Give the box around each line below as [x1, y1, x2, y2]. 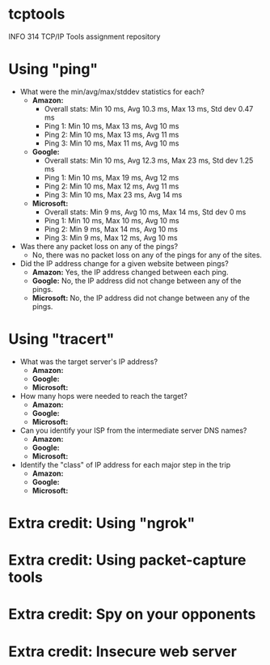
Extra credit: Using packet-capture [8, 551, 247, 570]
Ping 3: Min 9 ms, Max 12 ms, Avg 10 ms [44, 232, 178, 243]
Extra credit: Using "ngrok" [8, 515, 196, 532]
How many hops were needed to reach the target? [19, 391, 188, 400]
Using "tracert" [8, 330, 115, 349]
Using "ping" [8, 60, 99, 78]
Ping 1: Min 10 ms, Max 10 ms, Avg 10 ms [44, 215, 179, 225]
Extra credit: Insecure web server [8, 642, 237, 660]
